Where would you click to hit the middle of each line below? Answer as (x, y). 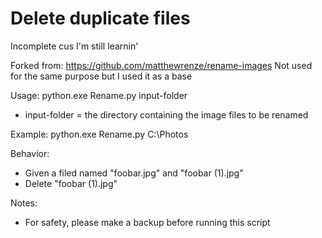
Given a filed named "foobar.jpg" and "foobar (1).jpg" (134, 173)
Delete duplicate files (100, 18)
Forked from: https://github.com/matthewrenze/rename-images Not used (161, 65)
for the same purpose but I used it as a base (101, 76)
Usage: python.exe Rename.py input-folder (99, 95)
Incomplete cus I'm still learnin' (74, 46)
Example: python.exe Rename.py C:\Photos (99, 134)
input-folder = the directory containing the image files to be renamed (166, 114)
